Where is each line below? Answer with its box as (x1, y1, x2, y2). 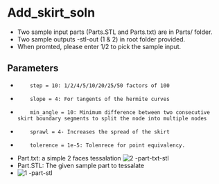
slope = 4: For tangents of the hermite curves (30, 95, 170, 102)
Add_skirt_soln (7, 5, 96, 21)
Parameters (7, 62, 59, 74)
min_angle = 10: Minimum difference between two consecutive (30, 109, 210, 116)
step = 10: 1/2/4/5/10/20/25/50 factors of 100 (30, 82, 170, 89)
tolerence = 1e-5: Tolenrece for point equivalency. (30, 142, 186, 149)
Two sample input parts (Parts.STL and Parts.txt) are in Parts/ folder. (17, 28, 213, 36)
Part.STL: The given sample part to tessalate (17, 161, 144, 169)
